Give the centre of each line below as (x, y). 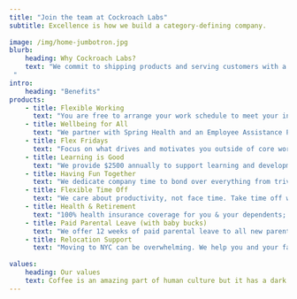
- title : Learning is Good (75, 157)
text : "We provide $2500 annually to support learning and (143, 165)
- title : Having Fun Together (81, 173)
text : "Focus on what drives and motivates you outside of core (153, 149)
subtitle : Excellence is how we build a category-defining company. (138, 26)
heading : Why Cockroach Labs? (81, 58)
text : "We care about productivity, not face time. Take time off (157, 199)
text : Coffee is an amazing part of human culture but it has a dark (156, 280)
